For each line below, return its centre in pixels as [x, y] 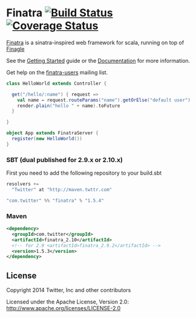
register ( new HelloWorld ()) [47, 139]
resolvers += [23, 184]
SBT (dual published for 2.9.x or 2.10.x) [64, 160]
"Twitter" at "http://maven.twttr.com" [62, 190]
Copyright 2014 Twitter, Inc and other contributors [69, 290]
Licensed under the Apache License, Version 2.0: [67, 302]
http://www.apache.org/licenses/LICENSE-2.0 [64, 308]
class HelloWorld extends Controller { [57, 83]
